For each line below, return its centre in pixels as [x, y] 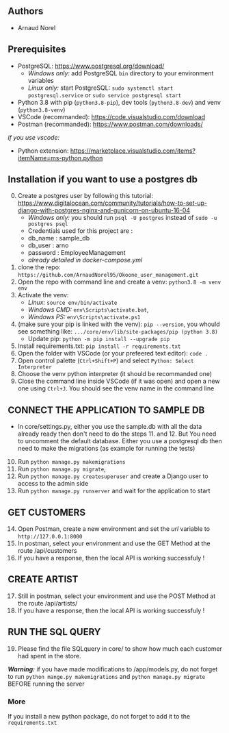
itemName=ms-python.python [60, 158]
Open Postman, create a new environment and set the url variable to [114, 529]
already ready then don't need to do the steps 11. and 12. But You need [117, 434]
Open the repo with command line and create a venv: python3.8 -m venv [119, 282]
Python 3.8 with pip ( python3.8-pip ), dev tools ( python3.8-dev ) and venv [119, 102]
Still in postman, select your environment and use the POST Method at [117, 596]
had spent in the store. [49, 656]
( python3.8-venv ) [41, 110]
